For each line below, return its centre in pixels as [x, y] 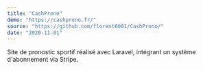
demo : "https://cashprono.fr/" [52, 20]
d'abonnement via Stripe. [43, 60]
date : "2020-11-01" [35, 33]
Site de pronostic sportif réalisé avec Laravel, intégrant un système [102, 52]
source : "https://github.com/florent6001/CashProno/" [86, 26]
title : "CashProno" [35, 13]
